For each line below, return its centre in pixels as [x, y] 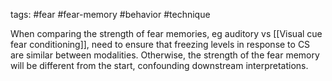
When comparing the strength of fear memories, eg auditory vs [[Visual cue [166, 33]
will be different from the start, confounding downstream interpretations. [159, 65]
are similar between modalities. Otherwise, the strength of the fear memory [165, 55]
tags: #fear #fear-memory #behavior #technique [110, 14]
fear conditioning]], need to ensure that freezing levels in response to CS [160, 44]
